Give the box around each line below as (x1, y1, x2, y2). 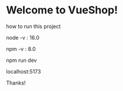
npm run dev (6, 57, 37, 64)
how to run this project (6, 23, 61, 30)
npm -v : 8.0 (6, 45, 36, 52)
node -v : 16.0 (6, 34, 39, 41)
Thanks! (6, 79, 26, 86)
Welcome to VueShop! (6, 3, 118, 17)
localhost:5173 (6, 68, 41, 75)
